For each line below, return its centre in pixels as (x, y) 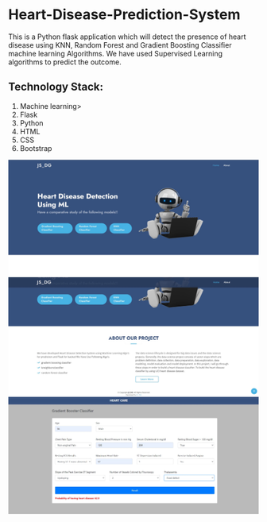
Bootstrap (36, 148)
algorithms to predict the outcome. (65, 62)
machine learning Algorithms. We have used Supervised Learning (116, 53)
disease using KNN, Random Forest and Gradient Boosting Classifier (120, 44)
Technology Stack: (56, 87)
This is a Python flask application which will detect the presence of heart (127, 37)
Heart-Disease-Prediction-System (124, 15)
